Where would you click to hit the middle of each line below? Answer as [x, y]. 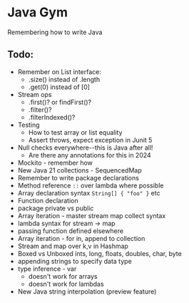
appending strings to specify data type [75, 261]
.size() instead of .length [64, 79]
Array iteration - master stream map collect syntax [92, 215]
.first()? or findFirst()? [60, 102]
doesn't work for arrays [63, 276]
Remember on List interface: [59, 71]
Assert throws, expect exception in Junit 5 [90, 140]
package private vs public [56, 208]
